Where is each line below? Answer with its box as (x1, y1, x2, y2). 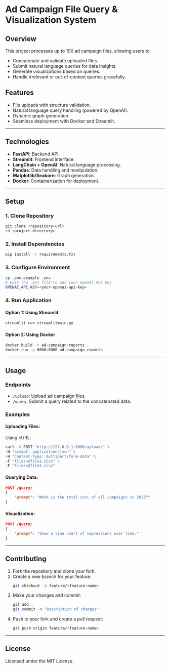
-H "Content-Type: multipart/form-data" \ (5, 454, 96, 459)
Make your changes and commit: (12, 592, 81, 598)
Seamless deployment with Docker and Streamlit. (12, 118, 115, 124)
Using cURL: (5, 434, 31, 441)
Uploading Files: (5, 424, 40, 430)
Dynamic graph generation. (12, 112, 70, 118)
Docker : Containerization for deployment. (12, 178, 100, 184)
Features (5, 89, 34, 97)
